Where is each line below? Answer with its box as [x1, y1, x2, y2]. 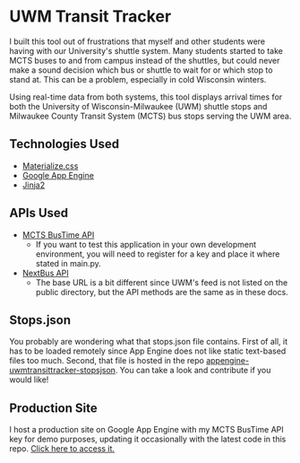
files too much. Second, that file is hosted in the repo [9, 355, 204, 366]
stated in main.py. [35, 258, 101, 268]
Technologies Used [9, 136, 119, 152]
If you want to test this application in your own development [35, 239, 257, 249]
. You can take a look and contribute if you [115, 365, 271, 376]
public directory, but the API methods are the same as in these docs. [35, 286, 288, 297]
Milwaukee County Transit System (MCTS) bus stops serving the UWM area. [9, 110, 292, 121]
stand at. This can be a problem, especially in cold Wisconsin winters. [9, 74, 267, 84]
